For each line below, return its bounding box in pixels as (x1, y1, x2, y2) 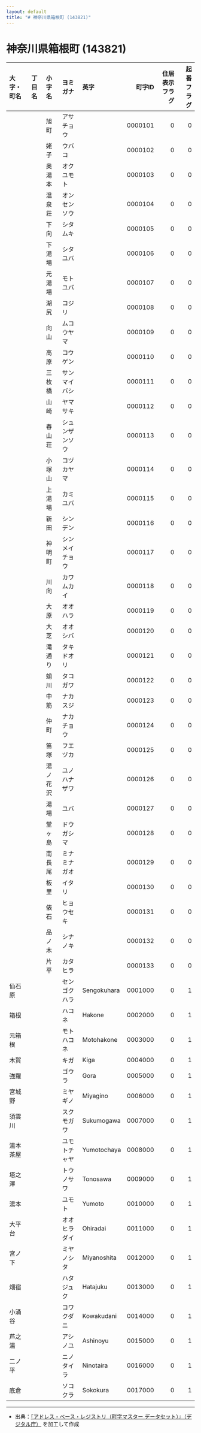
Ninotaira (82, 1361, 108, 1369)
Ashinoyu (82, 1337, 109, 1345)
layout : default (6, 8, 47, 15)
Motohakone (82, 1036, 118, 1044)
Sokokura (82, 1386, 109, 1395)
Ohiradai (82, 1225, 106, 1233)
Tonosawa (82, 1175, 112, 1183)
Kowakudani (82, 1312, 117, 1320)
